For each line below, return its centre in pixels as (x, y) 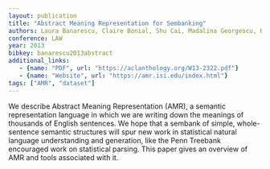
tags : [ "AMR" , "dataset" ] (51, 83)
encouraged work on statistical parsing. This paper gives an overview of (128, 149)
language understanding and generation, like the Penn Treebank (115, 140)
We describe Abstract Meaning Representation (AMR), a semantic (117, 106)
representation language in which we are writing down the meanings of (126, 114)
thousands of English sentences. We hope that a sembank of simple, (122, 123)
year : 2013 (27, 46)
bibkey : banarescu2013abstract (61, 53)
